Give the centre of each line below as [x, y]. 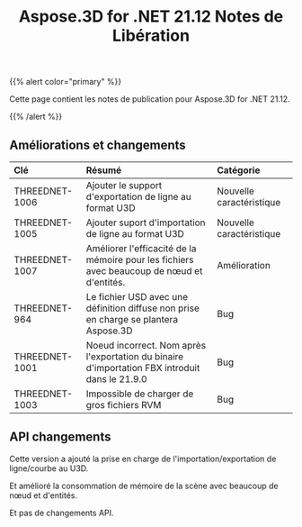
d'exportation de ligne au [138, 197]
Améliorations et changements [98, 145]
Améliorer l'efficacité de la [141, 248]
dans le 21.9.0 [116, 379]
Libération [151, 36]
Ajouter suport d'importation [146, 223]
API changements [60, 437]
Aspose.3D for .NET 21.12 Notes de [151, 17]
